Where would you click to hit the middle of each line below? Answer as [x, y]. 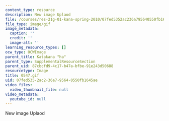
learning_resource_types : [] [36, 47]
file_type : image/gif [28, 24]
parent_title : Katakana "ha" [36, 57]
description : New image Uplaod [38, 15]
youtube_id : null [28, 99]
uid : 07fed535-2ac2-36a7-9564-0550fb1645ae [52, 80]
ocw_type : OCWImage [26, 52]
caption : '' [22, 33]
